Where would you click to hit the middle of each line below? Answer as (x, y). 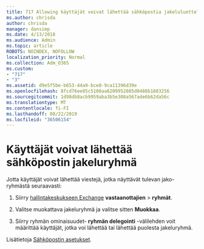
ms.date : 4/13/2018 (31, 35)
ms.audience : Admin (31, 40)
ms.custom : (20, 68)
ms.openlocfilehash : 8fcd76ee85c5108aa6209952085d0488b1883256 (88, 91)
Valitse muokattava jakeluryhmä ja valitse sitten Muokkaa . (88, 209)
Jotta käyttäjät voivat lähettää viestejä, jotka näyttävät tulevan (83, 180)
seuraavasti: (46, 186)
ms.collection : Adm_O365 (38, 63)
